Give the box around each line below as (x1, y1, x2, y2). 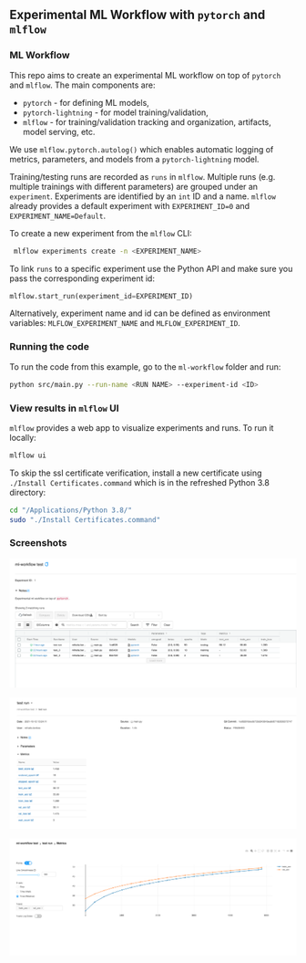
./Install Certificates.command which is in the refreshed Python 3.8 (9, 476, 270, 487)
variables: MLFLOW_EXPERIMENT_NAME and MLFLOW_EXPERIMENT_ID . (9, 318, 241, 329)
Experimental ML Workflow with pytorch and (9, 7, 266, 23)
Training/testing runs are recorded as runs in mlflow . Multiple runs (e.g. (9, 171, 276, 182)
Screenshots (9, 537, 67, 550)
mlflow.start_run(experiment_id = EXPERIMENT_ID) (9, 291, 194, 300)
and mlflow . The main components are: (9, 79, 156, 90)
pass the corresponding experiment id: (9, 273, 155, 284)
